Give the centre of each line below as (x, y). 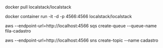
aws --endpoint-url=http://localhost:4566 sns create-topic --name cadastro (82, 40)
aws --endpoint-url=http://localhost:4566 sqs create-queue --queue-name (81, 26)
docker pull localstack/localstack (38, 7)
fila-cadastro (18, 31)
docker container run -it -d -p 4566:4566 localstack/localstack (69, 16)
